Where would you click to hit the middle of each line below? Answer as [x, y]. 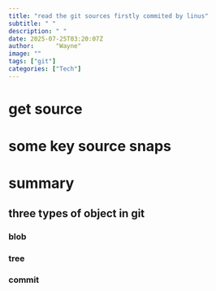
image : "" [25, 54]
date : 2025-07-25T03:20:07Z [56, 39]
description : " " [38, 31]
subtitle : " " [32, 24]
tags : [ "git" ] [32, 62]
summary [41, 183]
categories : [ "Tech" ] [45, 69]
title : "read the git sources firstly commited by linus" [108, 16]
